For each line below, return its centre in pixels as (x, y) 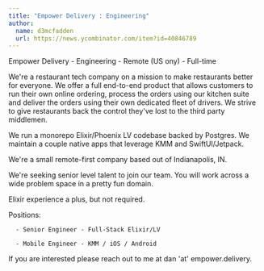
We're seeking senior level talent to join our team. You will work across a (129, 175)
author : (21, 23)
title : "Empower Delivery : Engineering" (79, 16)
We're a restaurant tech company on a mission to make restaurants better (131, 77)
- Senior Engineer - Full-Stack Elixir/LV (88, 230)
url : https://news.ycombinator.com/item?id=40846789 (106, 38)
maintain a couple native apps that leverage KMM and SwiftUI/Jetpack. (126, 144)
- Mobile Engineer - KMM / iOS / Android (86, 244)
